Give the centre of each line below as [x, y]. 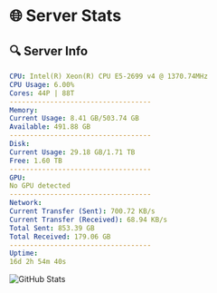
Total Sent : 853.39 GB [52, 228]
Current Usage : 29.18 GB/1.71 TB [72, 152]
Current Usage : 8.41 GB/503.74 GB [75, 119]
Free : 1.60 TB [36, 161]
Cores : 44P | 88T [42, 93]
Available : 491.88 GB [50, 127]
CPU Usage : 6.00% [42, 84]
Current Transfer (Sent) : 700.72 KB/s [82, 211]
